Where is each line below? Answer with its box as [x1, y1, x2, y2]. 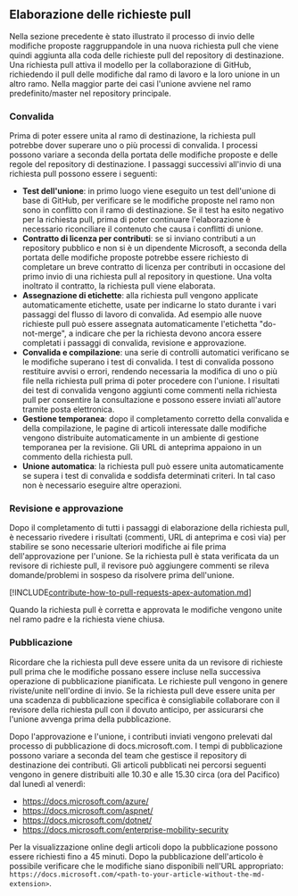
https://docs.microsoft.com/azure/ [21, 795, 149, 807]
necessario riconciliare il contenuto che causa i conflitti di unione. [21, 223, 264, 235]
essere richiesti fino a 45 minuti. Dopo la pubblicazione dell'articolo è [9, 850, 264, 861]
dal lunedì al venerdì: [9, 778, 87, 789]
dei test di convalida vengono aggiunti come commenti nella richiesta [21, 385, 277, 396]
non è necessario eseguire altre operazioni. [21, 480, 182, 490]
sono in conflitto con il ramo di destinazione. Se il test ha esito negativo [21, 205, 284, 215]
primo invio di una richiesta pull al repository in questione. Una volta [21, 272, 272, 282]
